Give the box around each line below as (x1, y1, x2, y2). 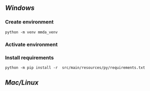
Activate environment (5, 41, 58, 48)
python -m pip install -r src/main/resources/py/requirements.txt (5, 65, 146, 70)
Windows (5, 4, 35, 12)
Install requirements (5, 54, 54, 61)
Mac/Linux (5, 78, 39, 87)
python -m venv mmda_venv (5, 29, 58, 35)
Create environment (5, 19, 54, 25)
